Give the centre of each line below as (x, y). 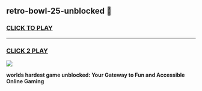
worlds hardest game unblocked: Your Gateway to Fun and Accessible (96, 75)
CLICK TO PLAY (29, 28)
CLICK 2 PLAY (27, 50)
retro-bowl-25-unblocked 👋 (59, 11)
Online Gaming (25, 81)
